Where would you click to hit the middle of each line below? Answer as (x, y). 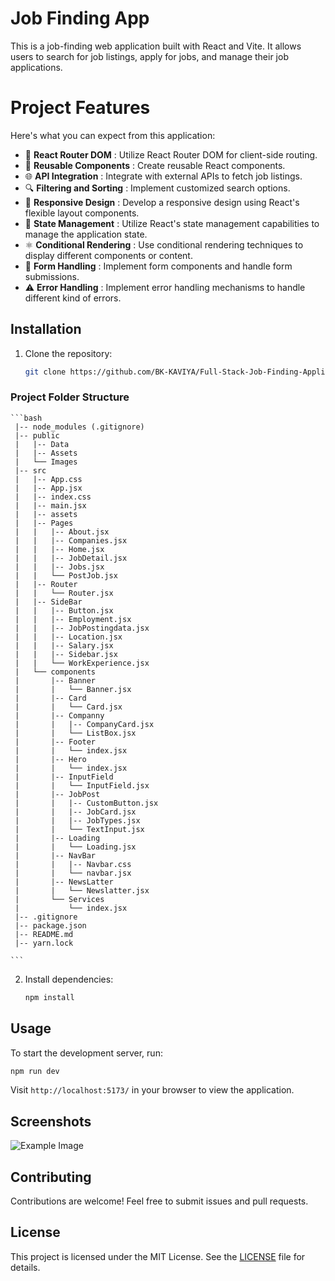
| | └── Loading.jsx (75, 847)
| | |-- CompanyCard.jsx (84, 724)
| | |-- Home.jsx (59, 549)
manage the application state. (86, 234)
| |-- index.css (53, 497)
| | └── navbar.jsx (73, 873)
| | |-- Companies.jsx (71, 540)
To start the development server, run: (86, 1053)
